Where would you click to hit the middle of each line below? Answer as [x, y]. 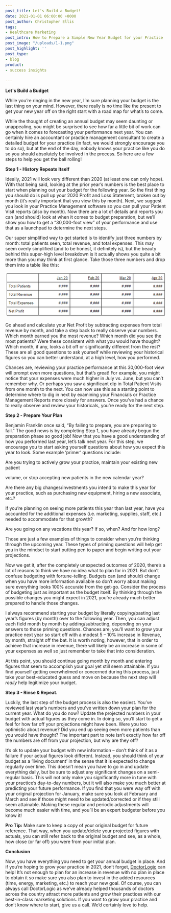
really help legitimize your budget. [41, 683]
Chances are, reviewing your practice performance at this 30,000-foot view [85, 367]
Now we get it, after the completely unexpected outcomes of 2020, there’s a [86, 565]
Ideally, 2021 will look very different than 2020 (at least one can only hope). [84, 179]
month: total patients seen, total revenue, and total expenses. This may [80, 243]
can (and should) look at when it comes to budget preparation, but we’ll [80, 217]
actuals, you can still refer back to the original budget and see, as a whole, [83, 836]
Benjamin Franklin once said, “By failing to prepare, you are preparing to [81, 425]
